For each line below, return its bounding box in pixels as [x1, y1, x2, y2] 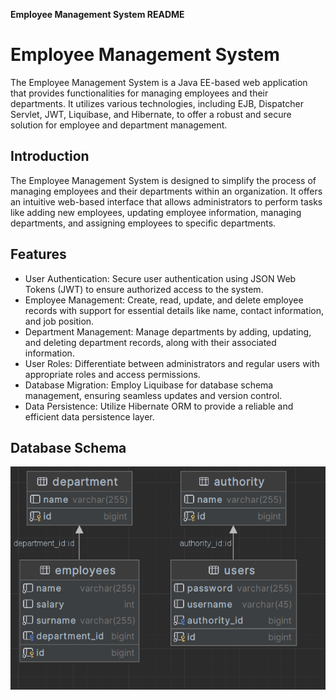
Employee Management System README [10, 9, 185, 20]
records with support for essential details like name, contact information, [24, 304, 325, 316]
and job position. [24, 315, 95, 327]
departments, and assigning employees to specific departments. [10, 217, 277, 229]
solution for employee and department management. [10, 119, 228, 131]
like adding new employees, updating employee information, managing [10, 206, 302, 218]
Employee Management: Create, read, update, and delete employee [24, 294, 304, 306]
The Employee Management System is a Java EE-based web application [10, 76, 308, 88]
